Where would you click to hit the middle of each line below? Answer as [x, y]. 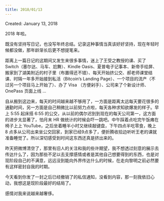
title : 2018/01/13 [24, 10]
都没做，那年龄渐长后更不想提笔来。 [45, 50]
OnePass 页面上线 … [26, 91]
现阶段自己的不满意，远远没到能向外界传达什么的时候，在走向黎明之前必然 [80, 160]
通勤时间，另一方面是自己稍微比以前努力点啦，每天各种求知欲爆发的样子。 [80, 107]
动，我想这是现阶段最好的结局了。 [39, 183]
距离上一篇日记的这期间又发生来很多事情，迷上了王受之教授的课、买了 [76, 60]
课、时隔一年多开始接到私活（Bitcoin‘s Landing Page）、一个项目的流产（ [78, 79]
